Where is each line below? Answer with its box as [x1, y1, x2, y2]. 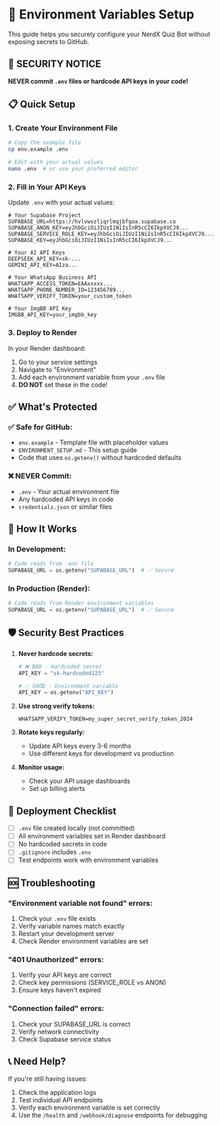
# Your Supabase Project [8, 212, 81, 219]
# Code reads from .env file [8, 560, 94, 567]
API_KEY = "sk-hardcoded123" [18, 669, 105, 677]
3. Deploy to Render [8, 328, 77, 338]
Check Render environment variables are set [18, 937, 149, 946]
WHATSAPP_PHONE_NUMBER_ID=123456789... [8, 287, 126, 294]
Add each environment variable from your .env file [18, 373, 166, 381]
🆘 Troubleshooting [8, 877, 95, 889]
